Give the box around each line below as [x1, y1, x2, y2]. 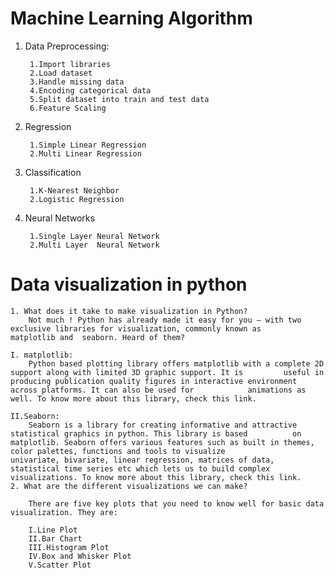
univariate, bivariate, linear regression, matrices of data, [10, 455, 275, 465]
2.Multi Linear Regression [29, 148, 142, 159]
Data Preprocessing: [24, 40, 110, 52]
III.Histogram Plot [28, 542, 110, 552]
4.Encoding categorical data [29, 85, 152, 96]
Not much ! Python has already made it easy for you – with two [28, 315, 302, 325]
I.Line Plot [28, 525, 78, 535]
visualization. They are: [10, 507, 118, 517]
